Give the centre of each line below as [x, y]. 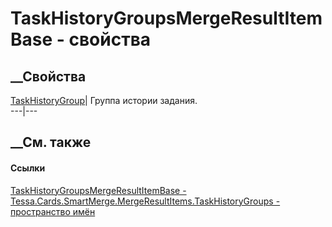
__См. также [51, 142]
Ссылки [28, 168]
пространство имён [53, 211]
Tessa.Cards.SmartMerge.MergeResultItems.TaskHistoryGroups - [145, 201]
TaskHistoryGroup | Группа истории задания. [104, 100]
